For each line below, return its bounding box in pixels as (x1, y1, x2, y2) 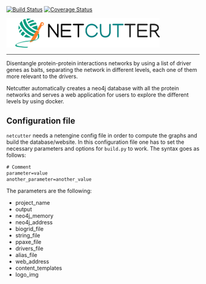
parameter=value (6, 170, 48, 176)
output (15, 206, 32, 213)
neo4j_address (15, 219, 53, 226)
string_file (15, 232, 40, 239)
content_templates (15, 264, 63, 272)
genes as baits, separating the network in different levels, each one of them (6, 66, 197, 74)
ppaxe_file (15, 239, 42, 246)
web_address (15, 258, 50, 266)
